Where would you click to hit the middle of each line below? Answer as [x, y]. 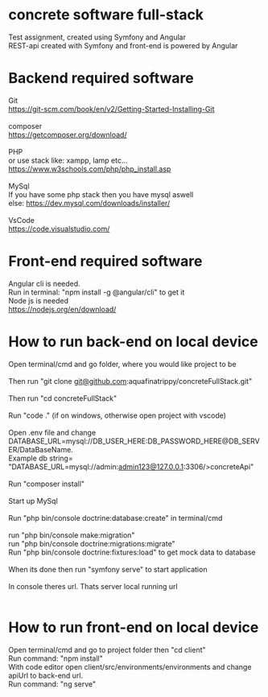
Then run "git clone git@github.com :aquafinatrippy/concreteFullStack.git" [130, 381]
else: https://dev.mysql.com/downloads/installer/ [89, 203]
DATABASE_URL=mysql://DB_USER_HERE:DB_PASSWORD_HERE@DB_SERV [134, 441]
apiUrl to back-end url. [46, 675]
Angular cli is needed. [44, 283]
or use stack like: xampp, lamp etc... [68, 160]
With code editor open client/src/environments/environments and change [130, 666]
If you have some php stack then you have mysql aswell [101, 194]
